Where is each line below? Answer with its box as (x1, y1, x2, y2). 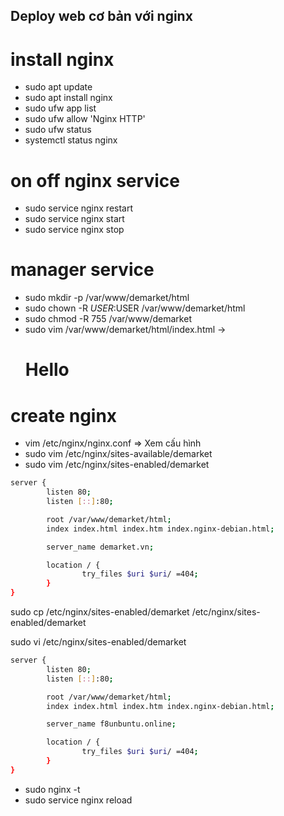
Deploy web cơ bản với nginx (10, 8, 193, 25)
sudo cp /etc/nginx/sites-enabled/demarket (10, 606, 190, 618)
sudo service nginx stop (24, 224, 125, 236)
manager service (10, 259, 155, 281)
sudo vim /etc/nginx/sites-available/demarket (24, 448, 213, 460)
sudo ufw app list (24, 102, 97, 114)
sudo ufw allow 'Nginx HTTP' (24, 113, 146, 125)
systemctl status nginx (24, 134, 118, 146)
